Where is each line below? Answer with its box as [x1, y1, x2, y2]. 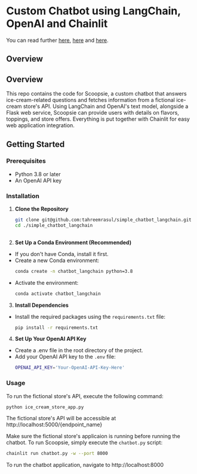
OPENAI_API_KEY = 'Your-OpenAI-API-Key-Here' [14, 365, 125, 371]
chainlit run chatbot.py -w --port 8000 [6, 451, 109, 457]
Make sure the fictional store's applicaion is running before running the [6, 433, 180, 440]
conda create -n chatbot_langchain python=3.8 [14, 268, 133, 274]
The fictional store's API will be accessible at [6, 415, 116, 422]
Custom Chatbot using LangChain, [6, 4, 181, 18]
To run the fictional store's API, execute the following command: [6, 392, 164, 399]
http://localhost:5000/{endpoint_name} [6, 421, 103, 428]
